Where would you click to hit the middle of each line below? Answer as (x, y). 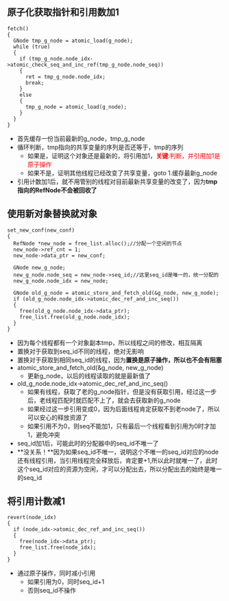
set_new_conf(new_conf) (41, 230)
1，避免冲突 (44, 435)
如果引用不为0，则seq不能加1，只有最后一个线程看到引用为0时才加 (122, 426)
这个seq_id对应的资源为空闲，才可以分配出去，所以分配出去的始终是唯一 (119, 469)
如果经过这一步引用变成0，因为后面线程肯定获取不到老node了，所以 (123, 408)
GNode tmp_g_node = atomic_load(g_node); (73, 41)
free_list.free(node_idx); (58, 548)
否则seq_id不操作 (52, 591)
